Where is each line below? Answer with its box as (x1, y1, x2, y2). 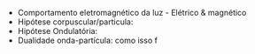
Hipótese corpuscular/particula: (17, 17, 134, 27)
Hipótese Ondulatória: (17, 26, 98, 36)
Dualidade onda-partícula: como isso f (17, 35, 158, 45)
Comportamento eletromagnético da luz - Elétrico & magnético (17, 8, 247, 17)
